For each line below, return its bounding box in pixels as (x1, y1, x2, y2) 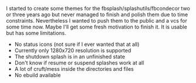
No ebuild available (14, 72, 61, 78)
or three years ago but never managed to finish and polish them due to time (6, 11, 188, 18)
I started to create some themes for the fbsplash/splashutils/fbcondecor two (6, 5, 190, 12)
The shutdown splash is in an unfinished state (14, 53, 125, 60)
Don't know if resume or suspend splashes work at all (14, 59, 145, 66)
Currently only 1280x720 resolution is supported (14, 47, 132, 54)
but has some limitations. (6, 30, 66, 37)
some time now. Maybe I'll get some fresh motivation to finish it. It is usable (6, 23, 187, 30)
